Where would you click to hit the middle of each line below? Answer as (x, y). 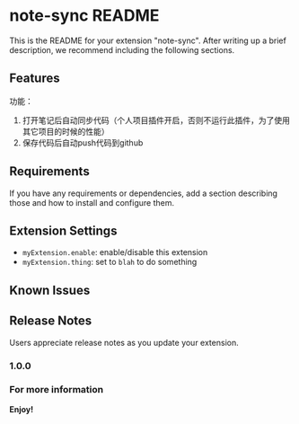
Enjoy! (22, 409)
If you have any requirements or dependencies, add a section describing (144, 193)
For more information (57, 390)
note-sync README (84, 16)
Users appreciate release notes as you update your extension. (124, 342)
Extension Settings (63, 230)
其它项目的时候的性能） (66, 131)
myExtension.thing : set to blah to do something (110, 262)
